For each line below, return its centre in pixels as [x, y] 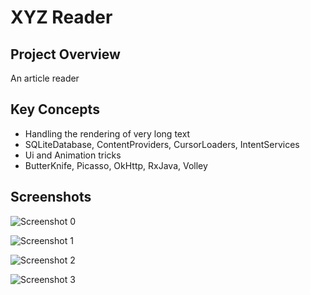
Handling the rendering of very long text [107, 133]
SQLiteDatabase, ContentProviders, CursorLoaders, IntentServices [162, 144]
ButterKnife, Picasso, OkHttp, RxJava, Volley [116, 165]
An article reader [45, 78]
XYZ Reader [61, 17]
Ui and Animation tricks [73, 155]
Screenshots [51, 197]
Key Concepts [55, 109]
